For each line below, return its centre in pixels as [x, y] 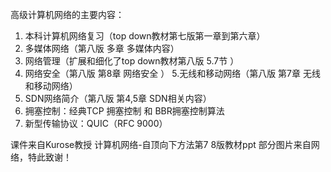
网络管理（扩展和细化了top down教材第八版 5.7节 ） [132, 61]
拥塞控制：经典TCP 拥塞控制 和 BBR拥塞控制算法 [124, 111]
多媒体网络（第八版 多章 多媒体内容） [102, 48]
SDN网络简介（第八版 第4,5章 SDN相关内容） [118, 98]
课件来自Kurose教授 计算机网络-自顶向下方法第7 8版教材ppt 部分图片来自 [161, 144]
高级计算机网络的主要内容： [67, 14]
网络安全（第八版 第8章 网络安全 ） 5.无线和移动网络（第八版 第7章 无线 [172, 73]
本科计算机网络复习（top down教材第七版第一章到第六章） [145, 36]
